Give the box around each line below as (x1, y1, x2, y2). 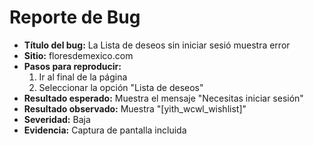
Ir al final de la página (38, 71, 128, 83)
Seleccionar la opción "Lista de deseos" (38, 81, 204, 93)
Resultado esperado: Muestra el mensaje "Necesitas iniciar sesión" (23, 92, 304, 104)
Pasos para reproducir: (23, 60, 122, 72)
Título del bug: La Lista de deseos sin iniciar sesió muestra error (23, 39, 291, 51)
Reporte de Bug (9, 6, 141, 29)
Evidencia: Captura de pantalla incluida (23, 124, 187, 136)
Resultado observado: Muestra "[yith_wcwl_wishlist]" (23, 102, 247, 115)
